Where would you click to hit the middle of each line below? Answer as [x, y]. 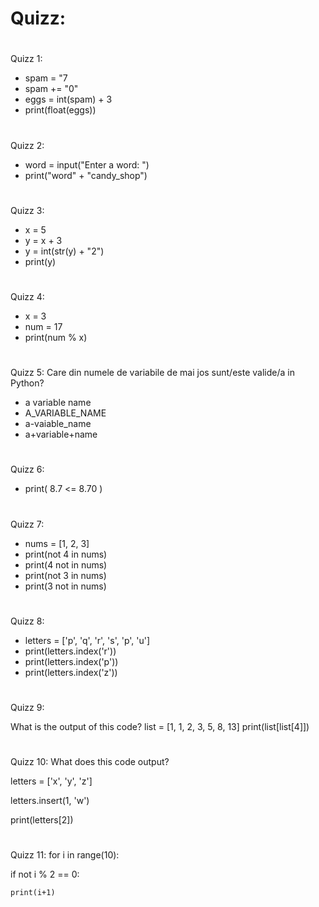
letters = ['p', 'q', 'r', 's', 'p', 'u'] [87, 640]
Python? [27, 383]
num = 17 [43, 326]
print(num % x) [56, 337]
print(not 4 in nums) [66, 554]
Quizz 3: [27, 210]
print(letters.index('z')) [71, 672]
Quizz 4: [27, 296]
